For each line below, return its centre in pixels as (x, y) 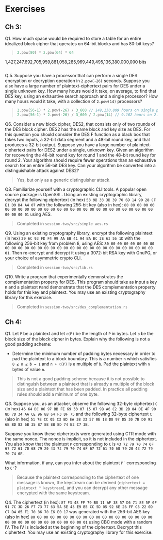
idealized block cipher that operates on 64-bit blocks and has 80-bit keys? (80, 44)
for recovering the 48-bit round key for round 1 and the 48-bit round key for (81, 155)
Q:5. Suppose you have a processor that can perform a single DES (71, 75)
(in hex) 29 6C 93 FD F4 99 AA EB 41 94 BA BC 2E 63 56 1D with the (73, 238)
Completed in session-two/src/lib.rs (55, 267)
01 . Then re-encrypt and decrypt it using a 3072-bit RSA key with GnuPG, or (81, 253)
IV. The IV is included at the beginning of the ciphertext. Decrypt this (73, 527)
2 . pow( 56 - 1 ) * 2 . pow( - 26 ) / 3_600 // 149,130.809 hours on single (85, 110)
